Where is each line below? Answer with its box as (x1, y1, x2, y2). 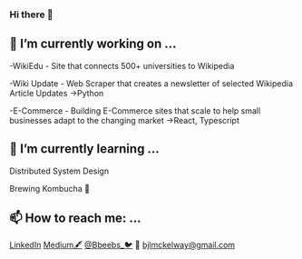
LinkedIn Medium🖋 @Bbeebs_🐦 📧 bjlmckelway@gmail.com (9, 240, 236, 251)
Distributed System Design (9, 165, 110, 176)
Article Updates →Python (9, 87, 104, 98)
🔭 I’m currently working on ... (9, 36, 177, 52)
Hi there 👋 (9, 8, 54, 21)
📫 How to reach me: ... (9, 210, 142, 225)
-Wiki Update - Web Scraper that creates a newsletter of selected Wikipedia (9, 77, 293, 89)
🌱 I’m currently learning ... (9, 141, 161, 157)
